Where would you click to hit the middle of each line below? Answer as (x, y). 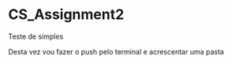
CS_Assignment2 (66, 15)
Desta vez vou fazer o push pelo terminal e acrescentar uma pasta (116, 51)
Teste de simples (36, 36)
